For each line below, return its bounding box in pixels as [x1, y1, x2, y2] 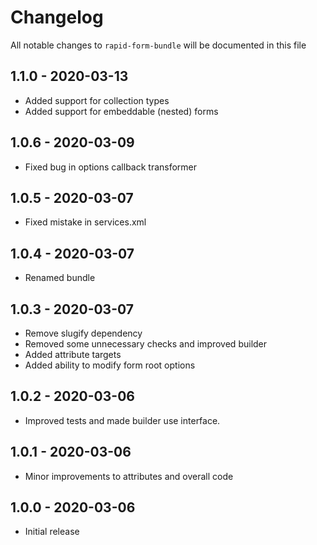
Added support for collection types [24, 94, 170, 106]
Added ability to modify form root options [24, 359, 196, 371]
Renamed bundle [24, 272, 96, 284]
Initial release [24, 526, 80, 538]
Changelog [10, 6, 104, 29]
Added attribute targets [24, 349, 122, 360]
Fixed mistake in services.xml [24, 216, 147, 228]
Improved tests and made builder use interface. [24, 414, 221, 426]
